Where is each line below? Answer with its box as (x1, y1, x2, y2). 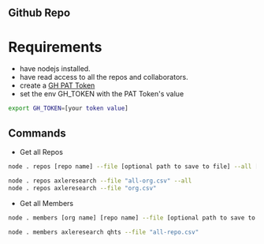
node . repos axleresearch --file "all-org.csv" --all (8, 177, 192, 185)
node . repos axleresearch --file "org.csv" (8, 184, 157, 192)
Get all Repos (19, 148, 63, 157)
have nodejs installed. (19, 64, 91, 73)
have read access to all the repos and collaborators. (19, 73, 188, 82)
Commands (8, 126, 67, 140)
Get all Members (19, 198, 73, 208)
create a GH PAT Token (19, 81, 95, 90)
